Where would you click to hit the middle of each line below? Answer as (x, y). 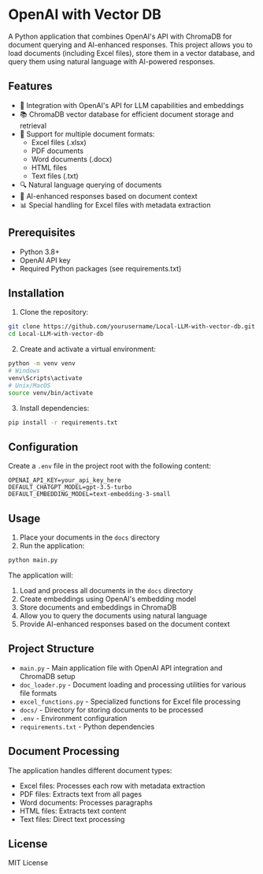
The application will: (41, 575)
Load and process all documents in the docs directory (106, 590)
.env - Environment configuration (73, 718)
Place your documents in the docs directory (89, 537)
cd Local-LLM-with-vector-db (56, 334)
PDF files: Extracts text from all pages (81, 794)
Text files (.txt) (55, 176)
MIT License (28, 863)
